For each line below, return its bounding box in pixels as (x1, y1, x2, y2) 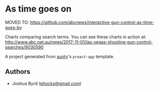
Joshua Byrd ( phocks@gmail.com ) (12, 80, 82, 86)
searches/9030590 (5, 44, 44, 50)
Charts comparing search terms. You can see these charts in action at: (5, 34, 147, 40)
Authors (5, 68, 31, 76)
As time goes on (5, 3, 72, 15)
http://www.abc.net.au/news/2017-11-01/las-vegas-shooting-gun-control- (5, 39, 153, 45)
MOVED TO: (5, 19, 29, 25)
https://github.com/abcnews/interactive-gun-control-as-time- (30, 19, 154, 25)
